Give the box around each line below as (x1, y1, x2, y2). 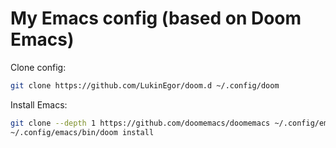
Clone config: (10, 61, 67, 73)
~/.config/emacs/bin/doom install (10, 127, 155, 137)
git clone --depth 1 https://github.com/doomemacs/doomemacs (10, 118, 271, 128)
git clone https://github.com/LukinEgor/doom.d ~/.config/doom (10, 80, 280, 91)
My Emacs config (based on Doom (10, 7, 302, 30)
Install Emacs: (10, 98, 68, 111)
